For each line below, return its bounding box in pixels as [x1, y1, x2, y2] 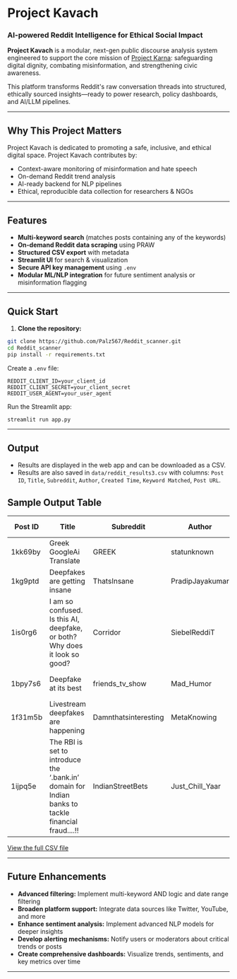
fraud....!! [49, 826, 79, 835]
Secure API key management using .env [17, 263, 137, 272]
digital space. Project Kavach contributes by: [7, 151, 138, 160]
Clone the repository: [17, 324, 82, 332]
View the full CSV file [7, 844, 69, 852]
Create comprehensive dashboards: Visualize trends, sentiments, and [17, 949, 224, 958]
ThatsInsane [92, 577, 134, 586]
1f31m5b [11, 712, 43, 722]
